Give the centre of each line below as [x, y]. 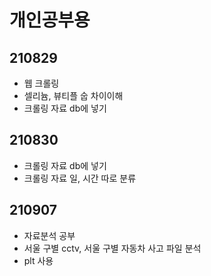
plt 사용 [38, 260]
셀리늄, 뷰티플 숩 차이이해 [73, 95]
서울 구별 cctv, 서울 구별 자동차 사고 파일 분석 [112, 248]
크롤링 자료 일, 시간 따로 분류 [80, 178]
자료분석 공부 [49, 235]
